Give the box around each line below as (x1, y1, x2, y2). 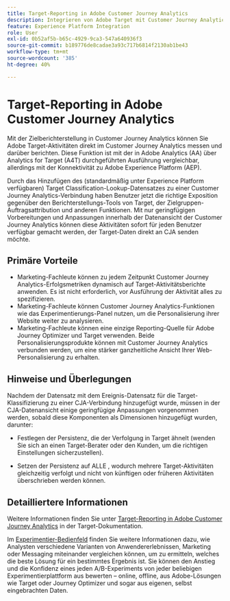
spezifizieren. (16, 295, 56, 303)
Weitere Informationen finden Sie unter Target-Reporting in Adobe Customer (7, 514, 222, 523)
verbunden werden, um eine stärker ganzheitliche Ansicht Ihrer (16, 346, 196, 354)
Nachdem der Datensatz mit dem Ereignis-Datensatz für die (7, 392, 176, 400)
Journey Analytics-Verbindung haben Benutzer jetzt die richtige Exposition (7, 191, 218, 199)
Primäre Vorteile (7, 255, 78, 267)
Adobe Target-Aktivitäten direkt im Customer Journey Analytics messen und (7, 141, 222, 150)
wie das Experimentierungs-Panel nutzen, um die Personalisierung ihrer (16, 310, 220, 318)
